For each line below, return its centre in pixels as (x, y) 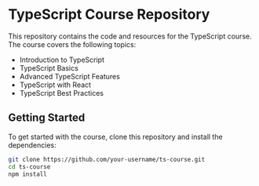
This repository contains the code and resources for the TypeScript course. (130, 36)
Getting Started (47, 118)
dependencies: (32, 145)
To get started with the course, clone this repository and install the (115, 137)
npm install (27, 174)
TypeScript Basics (49, 67)
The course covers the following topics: (72, 44)
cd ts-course (29, 166)
